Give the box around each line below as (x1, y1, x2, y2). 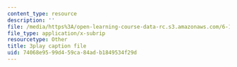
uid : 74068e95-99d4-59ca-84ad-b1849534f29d (7, 50, 138, 57)
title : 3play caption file (7, 43, 87, 50)
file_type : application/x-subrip (7, 29, 106, 37)
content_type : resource (7, 10, 78, 17)
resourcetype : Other (7, 36, 68, 43)
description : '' (7, 17, 55, 24)
